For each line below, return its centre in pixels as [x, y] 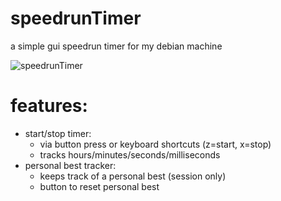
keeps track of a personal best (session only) [133, 176]
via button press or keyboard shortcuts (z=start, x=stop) [155, 144]
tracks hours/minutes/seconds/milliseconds [130, 154]
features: [49, 106]
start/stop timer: [58, 133]
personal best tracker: [70, 165]
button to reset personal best [99, 186]
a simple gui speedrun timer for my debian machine [116, 46]
